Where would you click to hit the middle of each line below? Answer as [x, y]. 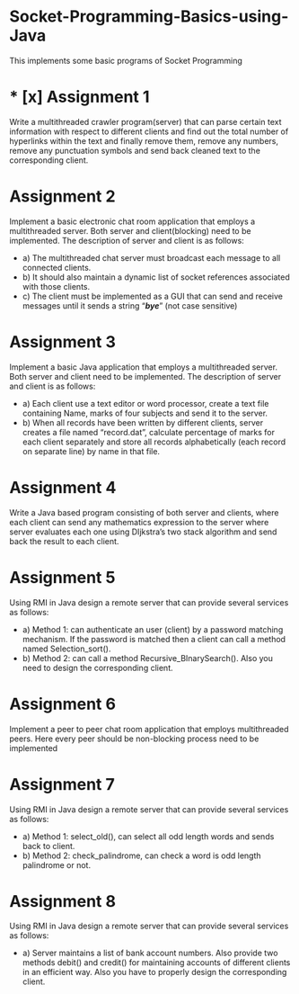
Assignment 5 [62, 577]
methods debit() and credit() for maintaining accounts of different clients [156, 963]
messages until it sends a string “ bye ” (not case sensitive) [130, 305]
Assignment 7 [62, 784]
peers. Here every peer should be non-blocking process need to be [134, 739]
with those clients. [56, 286]
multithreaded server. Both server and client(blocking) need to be [130, 230]
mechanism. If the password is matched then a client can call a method [154, 639]
